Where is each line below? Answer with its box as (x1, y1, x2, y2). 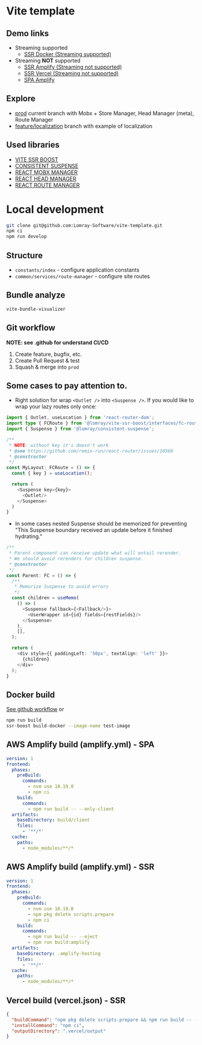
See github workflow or (6, 706, 64, 713)
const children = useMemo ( (11, 595, 79, 601)
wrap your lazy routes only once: (14, 403, 97, 410)
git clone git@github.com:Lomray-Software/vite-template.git (6, 222, 163, 228)
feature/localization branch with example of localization (14, 122, 153, 129)
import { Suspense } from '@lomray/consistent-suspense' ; (6, 426, 155, 432)
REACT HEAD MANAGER (14, 175, 77, 182)
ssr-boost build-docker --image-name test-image (6, 723, 130, 729)
